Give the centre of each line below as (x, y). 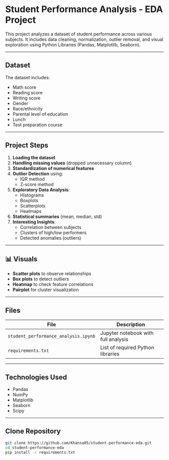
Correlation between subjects (51, 227)
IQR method (32, 179)
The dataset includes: (28, 77)
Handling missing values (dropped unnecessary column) (72, 163)
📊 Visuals (21, 259)
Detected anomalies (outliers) (51, 238)
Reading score (27, 92)
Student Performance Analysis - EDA (84, 9)
